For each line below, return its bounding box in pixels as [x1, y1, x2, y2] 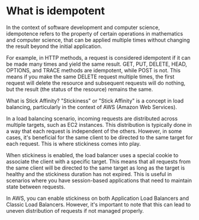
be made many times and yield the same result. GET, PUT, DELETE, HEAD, [6, 60, 188, 68]
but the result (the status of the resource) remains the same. [6, 85, 153, 93]
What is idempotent [6, 4, 105, 18]
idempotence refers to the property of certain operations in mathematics [6, 30, 184, 37]
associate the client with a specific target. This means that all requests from [6, 158, 191, 165]
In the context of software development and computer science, [6, 24, 160, 31]
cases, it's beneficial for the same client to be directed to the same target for [6, 133, 193, 141]
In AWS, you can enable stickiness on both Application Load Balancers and [6, 195, 190, 202]
